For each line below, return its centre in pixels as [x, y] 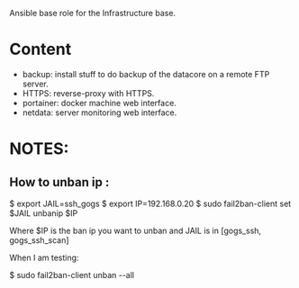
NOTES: [39, 149]
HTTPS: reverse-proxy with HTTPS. [88, 93]
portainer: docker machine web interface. [100, 103]
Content [41, 49]
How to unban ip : [59, 182]
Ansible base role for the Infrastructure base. [93, 13]
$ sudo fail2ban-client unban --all [72, 274]
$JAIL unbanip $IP [44, 213]
